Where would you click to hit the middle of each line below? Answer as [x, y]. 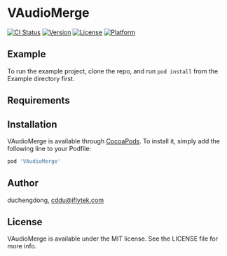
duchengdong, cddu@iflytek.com [55, 200]
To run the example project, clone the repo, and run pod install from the [113, 71]
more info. [22, 246]
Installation [32, 124]
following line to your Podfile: [49, 148]
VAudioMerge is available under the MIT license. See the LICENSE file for [113, 239]
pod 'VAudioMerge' [34, 161]
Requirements [39, 100]
